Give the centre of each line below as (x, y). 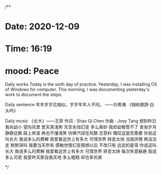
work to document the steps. (34, 95)
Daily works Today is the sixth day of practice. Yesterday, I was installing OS (81, 84)
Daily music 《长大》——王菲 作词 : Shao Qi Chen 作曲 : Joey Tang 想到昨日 (81, 121)
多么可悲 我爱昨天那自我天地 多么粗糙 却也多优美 (54, 158)
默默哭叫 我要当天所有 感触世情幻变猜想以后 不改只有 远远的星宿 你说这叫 (83, 145)
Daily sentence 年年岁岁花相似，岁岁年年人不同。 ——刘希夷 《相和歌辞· (78, 105)
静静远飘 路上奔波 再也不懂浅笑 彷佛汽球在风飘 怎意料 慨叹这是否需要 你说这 (81, 133)
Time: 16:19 (29, 49)
